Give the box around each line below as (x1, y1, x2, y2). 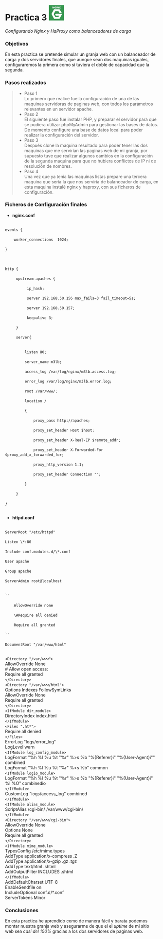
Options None (5, 827, 33, 833)
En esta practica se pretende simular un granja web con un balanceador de (5, 51, 156, 57)
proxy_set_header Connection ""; (33, 472, 101, 477)
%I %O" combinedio (5, 780, 46, 786)
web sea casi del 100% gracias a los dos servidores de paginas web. (5, 928, 144, 934)
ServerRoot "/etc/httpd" (5, 530, 55, 535)
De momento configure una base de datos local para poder (24, 127, 143, 133)
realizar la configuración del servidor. (24, 132, 99, 138)
